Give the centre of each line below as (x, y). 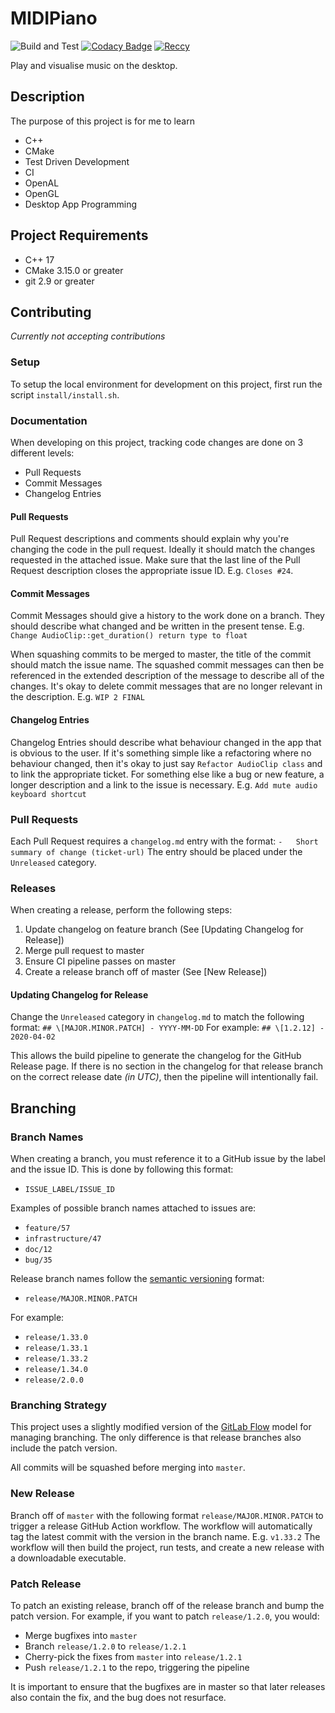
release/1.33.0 (56, 1338)
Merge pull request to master (84, 951)
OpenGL (42, 193)
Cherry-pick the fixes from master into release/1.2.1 (133, 1656)
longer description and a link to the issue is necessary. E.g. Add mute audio (164, 784)
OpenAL (42, 183)
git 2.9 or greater (59, 281)
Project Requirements (79, 235)
